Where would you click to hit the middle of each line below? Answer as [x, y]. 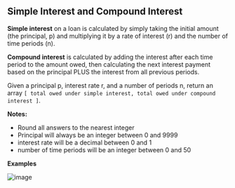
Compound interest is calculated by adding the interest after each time [110, 57]
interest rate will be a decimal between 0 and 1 [85, 142]
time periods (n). [31, 43]
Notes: [18, 114]
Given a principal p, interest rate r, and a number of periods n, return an [110, 85]
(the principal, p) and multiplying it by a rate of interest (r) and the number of [118, 36]
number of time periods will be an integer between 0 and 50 [104, 149]
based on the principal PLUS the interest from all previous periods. [103, 72]
